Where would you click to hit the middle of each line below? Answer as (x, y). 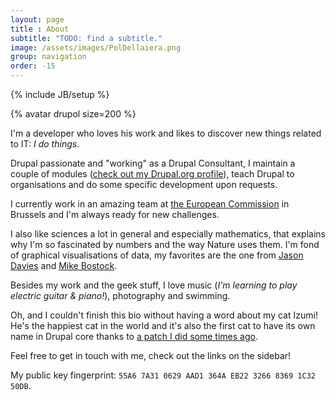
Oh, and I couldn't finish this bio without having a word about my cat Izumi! (164, 315)
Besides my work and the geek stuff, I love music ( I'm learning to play (154, 285)
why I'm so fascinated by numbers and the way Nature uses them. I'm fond (165, 244)
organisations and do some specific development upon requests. (144, 184)
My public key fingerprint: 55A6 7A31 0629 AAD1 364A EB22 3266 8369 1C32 (163, 375)
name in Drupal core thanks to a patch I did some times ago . (134, 336)
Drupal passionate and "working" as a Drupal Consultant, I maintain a (153, 163)
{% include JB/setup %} (60, 94)
